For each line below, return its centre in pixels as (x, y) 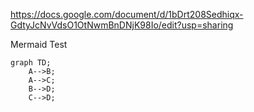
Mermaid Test (39, 44)
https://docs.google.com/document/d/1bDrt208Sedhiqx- (127, 14)
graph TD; (31, 63)
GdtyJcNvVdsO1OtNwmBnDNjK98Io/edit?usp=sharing (122, 25)
